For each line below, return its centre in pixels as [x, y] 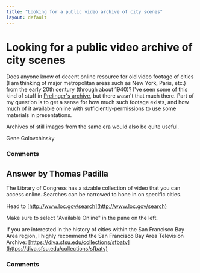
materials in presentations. [39, 115]
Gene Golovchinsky [30, 139]
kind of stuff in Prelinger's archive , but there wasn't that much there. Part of [100, 96]
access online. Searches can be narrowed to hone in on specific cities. [94, 195]
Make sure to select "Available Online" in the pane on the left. [82, 218]
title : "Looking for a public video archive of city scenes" [85, 12]
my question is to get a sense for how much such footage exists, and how [98, 102]
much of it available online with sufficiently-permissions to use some [91, 108]
